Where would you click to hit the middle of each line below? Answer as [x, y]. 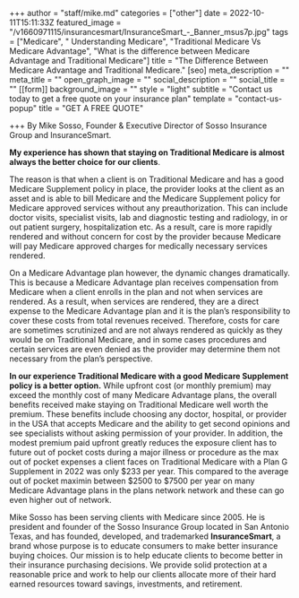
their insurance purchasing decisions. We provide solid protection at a [138, 565]
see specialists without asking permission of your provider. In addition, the [146, 433]
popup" [23, 108]
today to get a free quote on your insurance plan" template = [121, 99]
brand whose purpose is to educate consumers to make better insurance [144, 546]
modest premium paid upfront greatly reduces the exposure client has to [143, 442]
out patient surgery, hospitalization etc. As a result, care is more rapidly [141, 227]
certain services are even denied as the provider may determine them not [145, 349]
